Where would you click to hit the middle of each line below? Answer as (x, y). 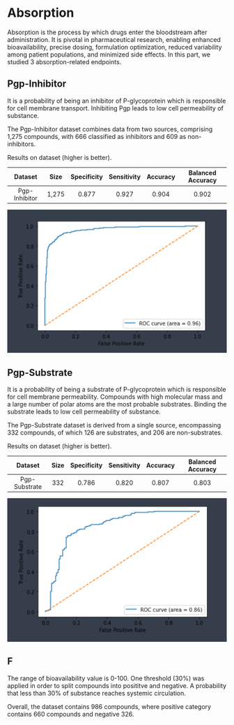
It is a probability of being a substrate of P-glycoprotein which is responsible (117, 390)
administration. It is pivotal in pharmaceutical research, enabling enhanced (114, 39)
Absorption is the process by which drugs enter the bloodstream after (107, 32)
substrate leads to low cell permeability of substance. (84, 412)
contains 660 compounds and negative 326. (71, 714)
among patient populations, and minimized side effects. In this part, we (109, 54)
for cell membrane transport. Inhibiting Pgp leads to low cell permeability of (116, 108)
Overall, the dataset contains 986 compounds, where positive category (109, 706)
